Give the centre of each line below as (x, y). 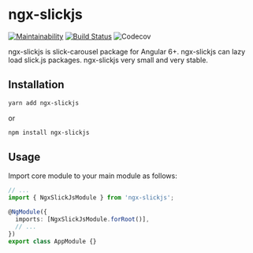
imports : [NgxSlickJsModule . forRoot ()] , (82, 219)
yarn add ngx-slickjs (44, 103)
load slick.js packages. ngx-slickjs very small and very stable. (108, 60)
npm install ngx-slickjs (49, 132)
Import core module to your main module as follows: (93, 176)
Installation (36, 85)
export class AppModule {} (52, 241)
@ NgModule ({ (28, 212)
